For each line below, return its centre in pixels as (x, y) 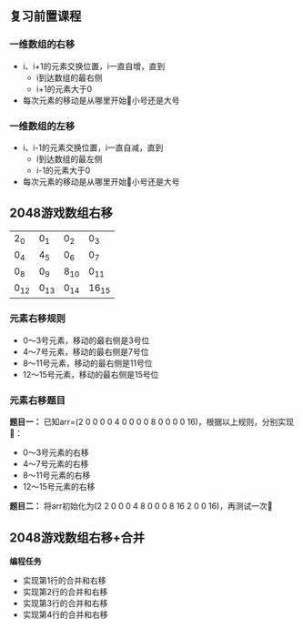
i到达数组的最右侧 (69, 77)
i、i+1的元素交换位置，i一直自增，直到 (94, 66)
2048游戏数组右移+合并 (77, 537)
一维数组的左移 (42, 126)
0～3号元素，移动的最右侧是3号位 (86, 340)
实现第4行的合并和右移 (65, 614)
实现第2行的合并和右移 (65, 592)
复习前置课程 (45, 16)
